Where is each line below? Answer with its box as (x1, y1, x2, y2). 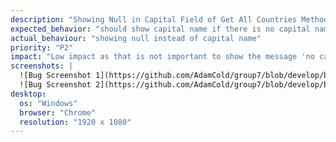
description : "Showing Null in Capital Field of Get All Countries (10, 14, 298, 25)
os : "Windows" (19, 98, 78, 108)
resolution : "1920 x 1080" (19, 117, 132, 127)
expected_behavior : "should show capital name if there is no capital (10, 24, 311, 34)
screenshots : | (10, 61, 74, 71)
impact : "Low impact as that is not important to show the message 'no (10, 52, 315, 62)
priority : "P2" (10, 42, 74, 53)
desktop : (10, 89, 47, 99)
